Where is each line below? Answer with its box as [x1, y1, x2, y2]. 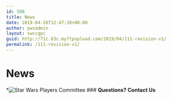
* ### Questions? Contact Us [6, 86, 156, 93]
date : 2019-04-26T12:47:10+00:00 [6, 19, 88, 25]
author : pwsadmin [6, 25, 49, 31]
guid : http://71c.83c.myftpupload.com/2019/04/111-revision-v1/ [6, 36, 167, 42]
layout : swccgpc [6, 31, 46, 37]
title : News [6, 14, 35, 20]
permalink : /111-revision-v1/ [6, 42, 80, 48]
